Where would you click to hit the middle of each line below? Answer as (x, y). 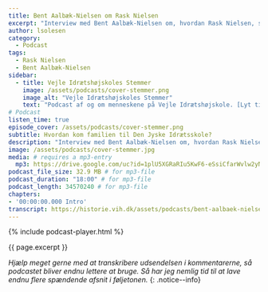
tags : (17, 53)
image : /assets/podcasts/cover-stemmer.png (96, 90)
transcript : (28, 209)
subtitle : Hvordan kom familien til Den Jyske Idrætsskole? (110, 134)
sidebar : (23, 75)
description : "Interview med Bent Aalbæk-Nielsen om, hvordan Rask (123, 142)
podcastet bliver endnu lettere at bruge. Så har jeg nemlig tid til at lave (124, 271)
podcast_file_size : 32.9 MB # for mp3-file (82, 172)
